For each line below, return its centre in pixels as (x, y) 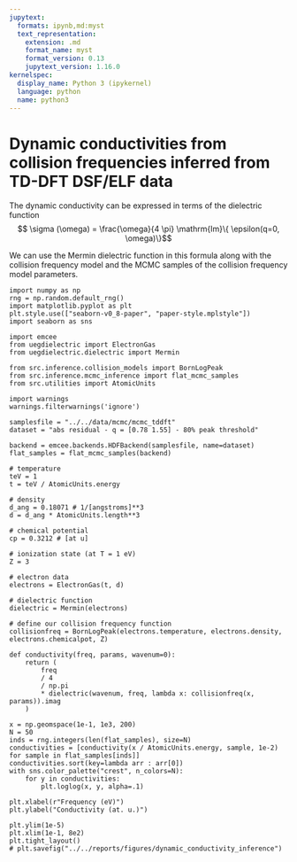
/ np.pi (55, 686)
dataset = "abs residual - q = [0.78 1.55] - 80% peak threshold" (134, 431)
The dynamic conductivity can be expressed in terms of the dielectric (136, 206)
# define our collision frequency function (91, 624)
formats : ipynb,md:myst (61, 26)
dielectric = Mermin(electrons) (69, 609)
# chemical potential (49, 531)
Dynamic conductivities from (118, 144)
